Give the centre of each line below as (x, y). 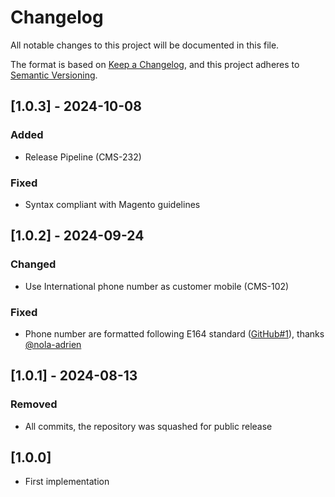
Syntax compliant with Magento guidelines (112, 204)
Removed (34, 404)
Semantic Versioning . (54, 75)
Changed (33, 264)
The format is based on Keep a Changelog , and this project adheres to (155, 64)
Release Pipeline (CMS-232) (83, 157)
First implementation (67, 482)
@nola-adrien (53, 344)
